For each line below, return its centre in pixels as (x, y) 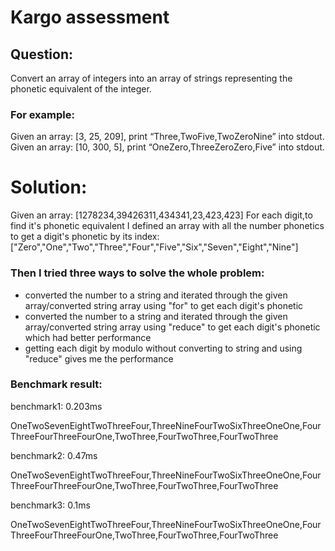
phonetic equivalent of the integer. (81, 89)
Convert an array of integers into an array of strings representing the (151, 78)
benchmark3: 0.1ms (50, 505)
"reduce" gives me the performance (99, 358)
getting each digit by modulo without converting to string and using (163, 348)
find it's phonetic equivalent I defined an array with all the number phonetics (167, 226)
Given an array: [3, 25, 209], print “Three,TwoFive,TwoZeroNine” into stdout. (167, 137)
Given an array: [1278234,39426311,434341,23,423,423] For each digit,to (161, 215)
